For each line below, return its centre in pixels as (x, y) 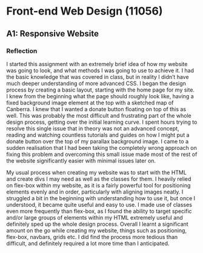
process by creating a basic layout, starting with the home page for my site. (101, 90)
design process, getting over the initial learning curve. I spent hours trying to (102, 122)
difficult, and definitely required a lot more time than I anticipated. (88, 243)
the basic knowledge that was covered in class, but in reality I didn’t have (98, 76)
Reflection (22, 51)
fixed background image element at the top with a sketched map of (90, 103)
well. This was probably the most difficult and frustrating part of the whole (99, 115)
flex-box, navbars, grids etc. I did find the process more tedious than (92, 237)
